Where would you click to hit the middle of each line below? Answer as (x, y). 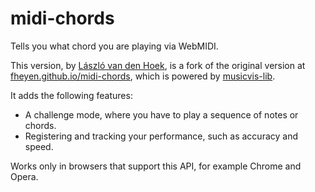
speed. (39, 146)
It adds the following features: (71, 95)
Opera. (24, 176)
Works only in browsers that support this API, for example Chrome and (156, 166)
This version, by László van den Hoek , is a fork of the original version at (158, 65)
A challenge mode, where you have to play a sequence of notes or (161, 114)
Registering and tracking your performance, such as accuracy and (161, 136)
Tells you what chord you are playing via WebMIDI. (114, 46)
